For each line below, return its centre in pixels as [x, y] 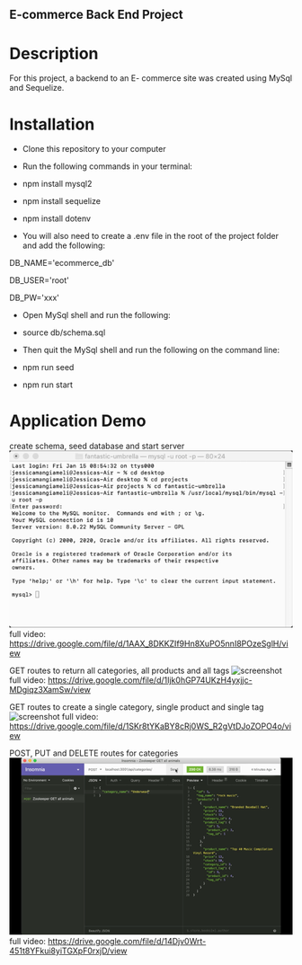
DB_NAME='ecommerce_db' [62, 263]
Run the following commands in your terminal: [107, 166]
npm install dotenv [57, 218]
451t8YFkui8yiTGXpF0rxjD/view [68, 951]
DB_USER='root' [39, 280]
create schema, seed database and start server [97, 446]
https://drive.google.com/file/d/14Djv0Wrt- [127, 942]
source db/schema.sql [64, 332]
